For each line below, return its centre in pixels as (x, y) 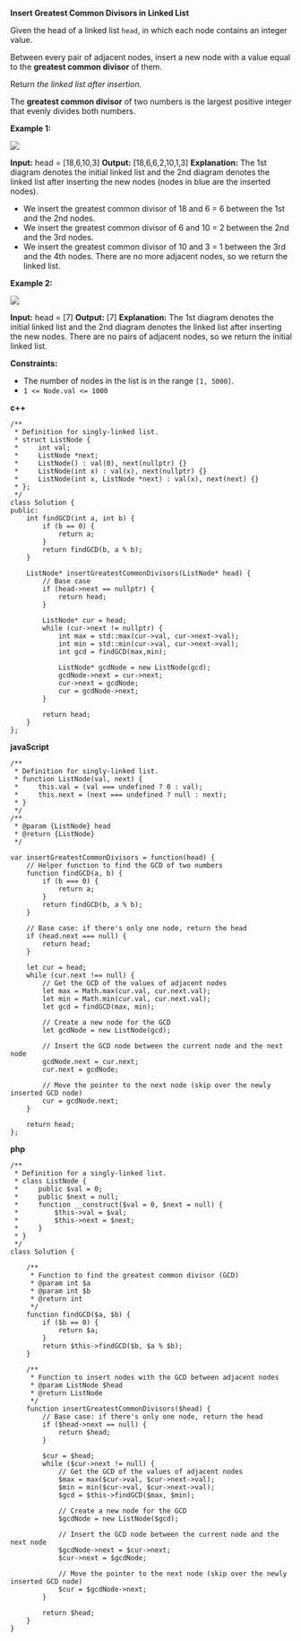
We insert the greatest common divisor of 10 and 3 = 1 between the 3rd (154, 247)
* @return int (56, 1299)
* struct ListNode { (52, 440)
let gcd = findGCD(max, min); (99, 1007)
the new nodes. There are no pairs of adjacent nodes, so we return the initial (151, 336)
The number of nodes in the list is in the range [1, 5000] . (129, 381)
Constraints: (34, 363)
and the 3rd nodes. (58, 237)
